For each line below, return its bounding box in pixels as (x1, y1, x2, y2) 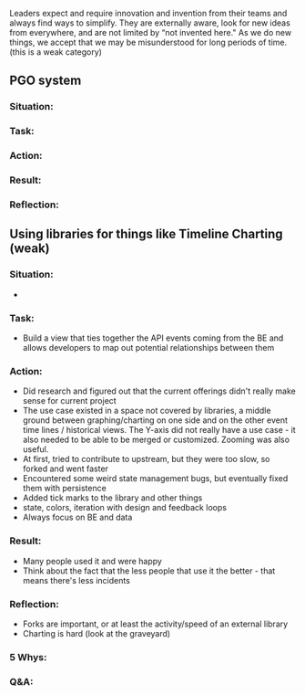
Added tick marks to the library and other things (22, 492, 203, 503)
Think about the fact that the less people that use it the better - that (22, 565, 276, 576)
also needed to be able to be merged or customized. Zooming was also (22, 434, 290, 446)
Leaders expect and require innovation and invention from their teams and (9, 8, 288, 18)
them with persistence (22, 483, 107, 494)
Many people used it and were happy (22, 555, 162, 566)
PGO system (9, 73, 82, 89)
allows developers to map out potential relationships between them (22, 342, 275, 353)
